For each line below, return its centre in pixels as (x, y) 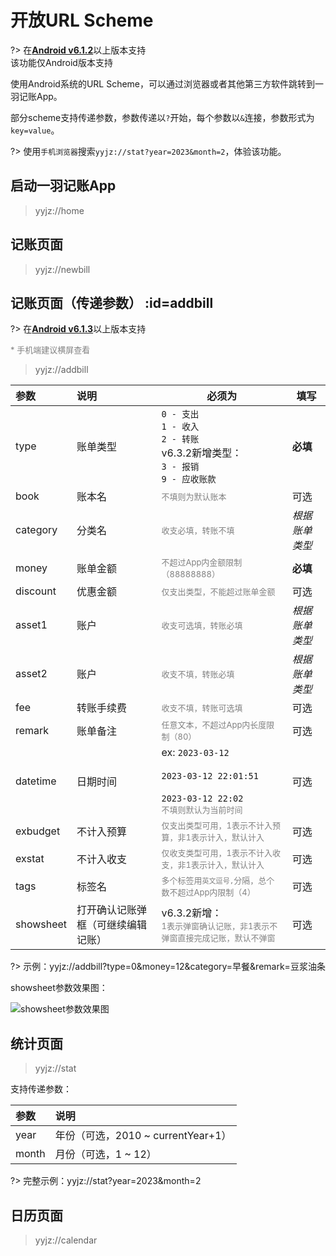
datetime (36, 781)
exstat (30, 859)
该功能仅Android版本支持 (61, 62)
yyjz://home (59, 210)
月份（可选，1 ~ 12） (105, 1154)
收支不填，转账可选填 (202, 707)
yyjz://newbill (62, 269)
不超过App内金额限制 (202, 562)
